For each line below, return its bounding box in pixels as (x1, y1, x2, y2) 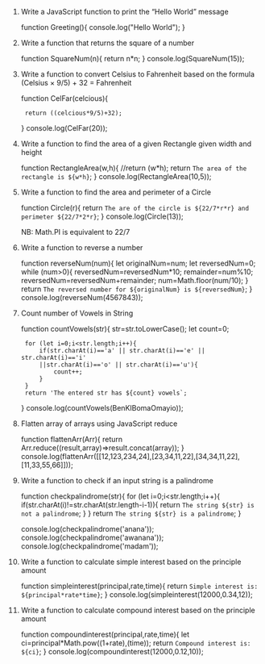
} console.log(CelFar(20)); (20, 123, 108, 132)
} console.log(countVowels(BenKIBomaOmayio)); (20, 403, 184, 412)
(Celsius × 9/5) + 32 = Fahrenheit (20, 78, 132, 87)
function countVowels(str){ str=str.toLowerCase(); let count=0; (20, 324, 230, 333)
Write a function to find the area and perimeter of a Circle (20, 187, 212, 197)
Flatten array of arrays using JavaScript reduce (20, 419, 178, 428)
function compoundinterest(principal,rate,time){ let (20, 629, 190, 639)
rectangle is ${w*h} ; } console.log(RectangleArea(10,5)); (20, 172, 212, 181)
